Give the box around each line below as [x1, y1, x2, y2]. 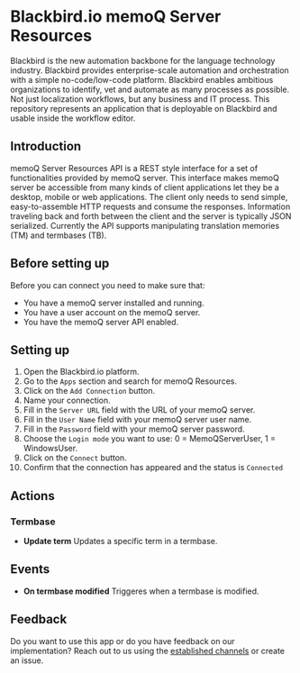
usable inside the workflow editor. [10, 113, 136, 123]
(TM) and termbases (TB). [10, 230, 107, 241]
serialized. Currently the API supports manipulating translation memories [10, 220, 280, 231]
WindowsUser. [23, 443, 78, 454]
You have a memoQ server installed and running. [23, 297, 205, 308]
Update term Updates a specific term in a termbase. [23, 536, 218, 547]
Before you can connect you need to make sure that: [10, 279, 205, 290]
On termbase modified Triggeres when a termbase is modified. [23, 586, 259, 596]
